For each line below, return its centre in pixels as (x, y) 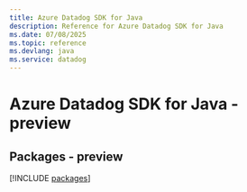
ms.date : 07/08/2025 (48, 34)
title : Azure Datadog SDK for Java (76, 18)
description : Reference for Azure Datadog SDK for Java (116, 26)
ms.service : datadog (48, 59)
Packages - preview (66, 156)
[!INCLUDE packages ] (50, 178)
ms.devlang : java (42, 51)
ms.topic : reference (48, 43)
